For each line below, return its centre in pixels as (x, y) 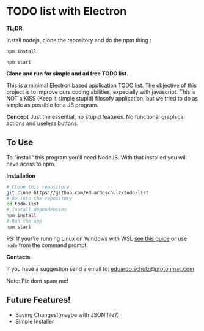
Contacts (18, 257)
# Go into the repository (39, 198)
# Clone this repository (38, 187)
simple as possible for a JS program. (53, 105)
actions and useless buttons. (42, 123)
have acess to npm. (31, 164)
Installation (21, 175)
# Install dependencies (37, 210)
